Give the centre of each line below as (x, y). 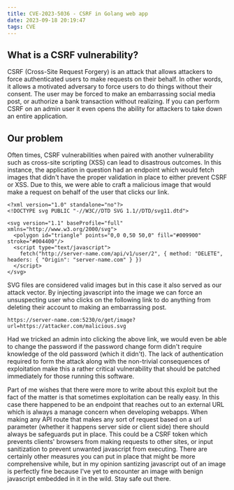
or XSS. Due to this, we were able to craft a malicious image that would (109, 185)
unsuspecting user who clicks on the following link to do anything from (109, 300)
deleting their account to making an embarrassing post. (87, 307)
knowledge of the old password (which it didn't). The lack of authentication (115, 354)
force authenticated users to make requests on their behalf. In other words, (115, 79)
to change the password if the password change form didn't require (105, 347)
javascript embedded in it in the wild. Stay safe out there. (89, 478)
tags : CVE (22, 27)
